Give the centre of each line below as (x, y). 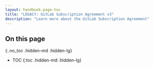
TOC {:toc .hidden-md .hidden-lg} (47, 60)
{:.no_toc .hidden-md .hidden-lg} (39, 51)
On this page (25, 39)
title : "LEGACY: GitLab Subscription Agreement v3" (59, 14)
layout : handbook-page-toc (33, 10)
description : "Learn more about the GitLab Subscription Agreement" (77, 19)
